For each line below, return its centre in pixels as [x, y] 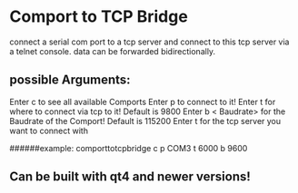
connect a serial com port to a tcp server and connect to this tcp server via [149, 42]
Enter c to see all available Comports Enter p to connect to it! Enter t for [143, 101]
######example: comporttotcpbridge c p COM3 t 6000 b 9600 [129, 148]
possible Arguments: [70, 80]
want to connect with [49, 130]
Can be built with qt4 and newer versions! [130, 177]
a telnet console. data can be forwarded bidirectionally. [113, 51]
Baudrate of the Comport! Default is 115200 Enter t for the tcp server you [145, 121]
